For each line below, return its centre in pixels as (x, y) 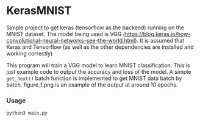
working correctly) (30, 53)
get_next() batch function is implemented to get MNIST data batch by (94, 78)
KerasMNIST (39, 11)
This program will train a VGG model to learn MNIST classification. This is (98, 65)
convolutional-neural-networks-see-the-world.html (71, 40)
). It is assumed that (160, 40)
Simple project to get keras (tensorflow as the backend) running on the (95, 27)
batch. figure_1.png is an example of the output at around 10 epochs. (92, 84)
